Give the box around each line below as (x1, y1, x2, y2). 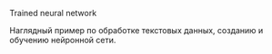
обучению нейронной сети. (9, 35, 116, 45)
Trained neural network (9, 8, 97, 18)
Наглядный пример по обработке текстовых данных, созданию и (9, 25, 264, 35)
